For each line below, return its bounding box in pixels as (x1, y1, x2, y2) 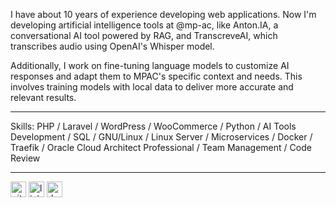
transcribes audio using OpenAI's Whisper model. (10, 40, 215, 52)
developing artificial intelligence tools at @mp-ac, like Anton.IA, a (10, 19, 279, 31)
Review (10, 152, 41, 164)
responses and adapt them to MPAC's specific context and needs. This (10, 70, 303, 82)
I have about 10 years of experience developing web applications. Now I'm (10, 9, 317, 20)
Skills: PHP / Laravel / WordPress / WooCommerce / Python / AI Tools (10, 120, 297, 132)
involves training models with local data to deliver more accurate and (10, 81, 294, 93)
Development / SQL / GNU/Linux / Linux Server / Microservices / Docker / (10, 131, 313, 143)
